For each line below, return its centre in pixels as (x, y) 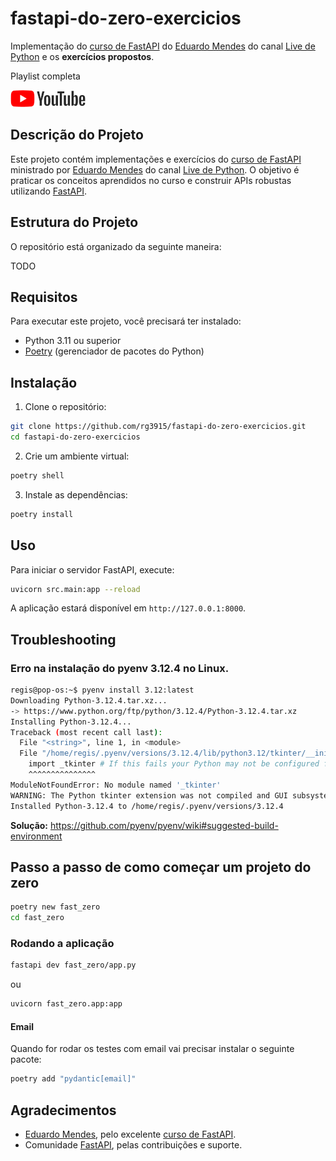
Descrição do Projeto (77, 135)
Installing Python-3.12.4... (71, 722)
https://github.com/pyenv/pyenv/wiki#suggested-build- (164, 825)
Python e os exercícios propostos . (82, 56)
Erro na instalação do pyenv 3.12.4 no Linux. (120, 668)
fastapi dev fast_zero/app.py (73, 965)
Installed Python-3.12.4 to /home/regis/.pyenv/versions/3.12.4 (147, 806)
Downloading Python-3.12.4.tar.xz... (89, 700)
